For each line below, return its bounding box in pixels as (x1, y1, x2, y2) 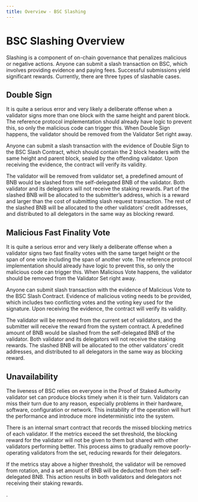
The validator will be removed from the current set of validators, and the (6, 316, 182, 324)
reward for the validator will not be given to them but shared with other (6, 437, 179, 443)
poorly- (173, 443, 191, 450)
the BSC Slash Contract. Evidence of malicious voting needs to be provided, (6, 293, 191, 300)
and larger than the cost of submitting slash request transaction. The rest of (6, 198, 191, 205)
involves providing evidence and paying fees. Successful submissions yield (6, 66, 190, 73)
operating (6, 449, 30, 456)
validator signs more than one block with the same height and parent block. (6, 112, 191, 119)
